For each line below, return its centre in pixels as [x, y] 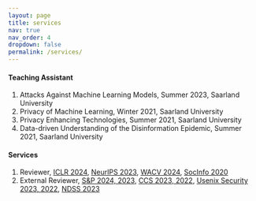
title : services [35, 23]
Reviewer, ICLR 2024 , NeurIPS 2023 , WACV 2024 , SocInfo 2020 [124, 172]
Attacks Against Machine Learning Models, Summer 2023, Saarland [130, 95]
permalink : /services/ [45, 52]
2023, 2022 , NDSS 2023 [59, 189]
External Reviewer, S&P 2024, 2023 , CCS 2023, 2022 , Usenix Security [134, 181]
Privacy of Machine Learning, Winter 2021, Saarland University [121, 112]
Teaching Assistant [41, 77]
